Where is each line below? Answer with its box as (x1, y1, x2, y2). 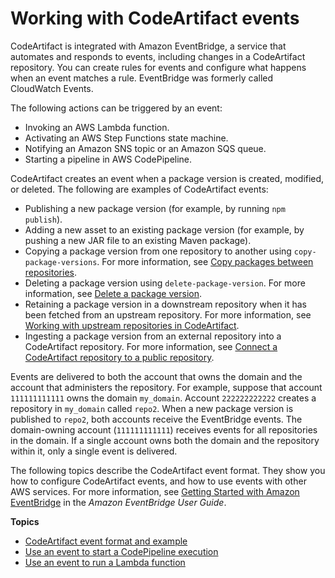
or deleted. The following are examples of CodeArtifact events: (10, 183, 269, 195)
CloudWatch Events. (10, 82, 94, 94)
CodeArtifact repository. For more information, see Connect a (24, 340, 278, 352)
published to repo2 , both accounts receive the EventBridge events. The (10, 413, 303, 425)
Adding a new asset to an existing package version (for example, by (24, 223, 305, 236)
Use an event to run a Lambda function (24, 556, 186, 568)
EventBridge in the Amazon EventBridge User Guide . (10, 496, 227, 508)
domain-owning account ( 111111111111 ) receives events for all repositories (10, 423, 318, 436)
